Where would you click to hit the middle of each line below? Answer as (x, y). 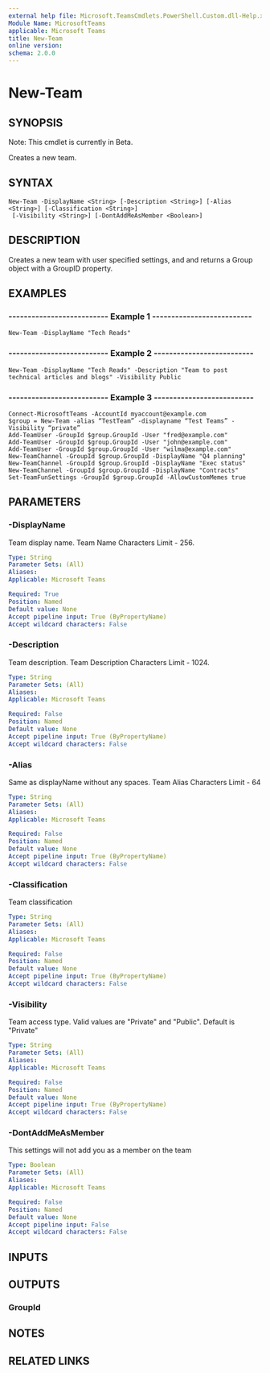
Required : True (34, 594)
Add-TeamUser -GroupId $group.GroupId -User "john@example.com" (118, 442)
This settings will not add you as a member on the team (100, 1150)
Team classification (40, 902)
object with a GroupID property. (61, 268)
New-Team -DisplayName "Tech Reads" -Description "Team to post (118, 370)
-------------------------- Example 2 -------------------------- (131, 354)
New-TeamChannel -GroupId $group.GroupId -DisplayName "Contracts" (124, 470)
